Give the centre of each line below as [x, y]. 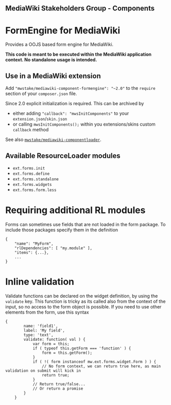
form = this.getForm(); [67, 353]
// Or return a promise [58, 388]
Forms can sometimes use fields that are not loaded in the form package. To [86, 224]
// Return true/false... [59, 384]
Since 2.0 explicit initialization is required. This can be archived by [75, 104]
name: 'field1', [41, 326]
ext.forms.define [31, 174]
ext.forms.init [29, 168]
